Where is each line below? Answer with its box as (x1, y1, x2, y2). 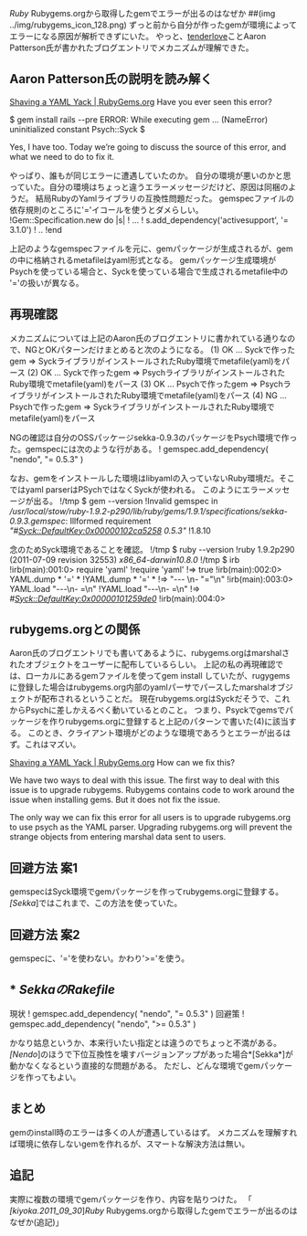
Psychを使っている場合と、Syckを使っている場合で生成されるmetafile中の (9, 266, 289, 277)
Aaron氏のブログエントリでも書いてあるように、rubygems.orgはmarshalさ (9, 648, 291, 659)
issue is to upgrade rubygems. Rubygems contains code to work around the (9, 785, 295, 796)
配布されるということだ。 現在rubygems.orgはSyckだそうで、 (40, 693, 275, 704)
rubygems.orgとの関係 (9, 622, 141, 638)
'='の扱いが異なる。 (9, 277, 84, 288)
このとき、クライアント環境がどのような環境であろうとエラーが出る (26, 727, 283, 738)
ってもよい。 (33, 1072, 81, 1083)
